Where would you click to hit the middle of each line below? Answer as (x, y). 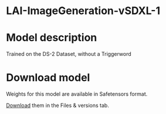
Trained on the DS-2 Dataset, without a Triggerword (69, 54)
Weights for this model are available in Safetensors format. (77, 94)
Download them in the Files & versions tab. (58, 105)
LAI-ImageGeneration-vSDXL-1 (83, 11)
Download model (48, 78)
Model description (52, 38)
